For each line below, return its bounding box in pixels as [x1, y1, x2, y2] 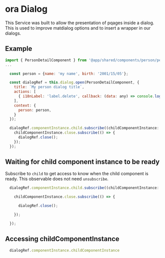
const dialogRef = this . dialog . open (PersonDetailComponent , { [9, 80, 139, 85]
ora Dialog [5, 3, 48, 15]
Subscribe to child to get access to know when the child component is [5, 171, 149, 177]
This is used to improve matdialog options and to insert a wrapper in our [5, 25, 151, 31]
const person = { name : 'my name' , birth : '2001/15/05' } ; [9, 71, 129, 76]
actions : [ [14, 89, 36, 94]
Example [5, 44, 32, 53]
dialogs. [5, 30, 21, 36]
